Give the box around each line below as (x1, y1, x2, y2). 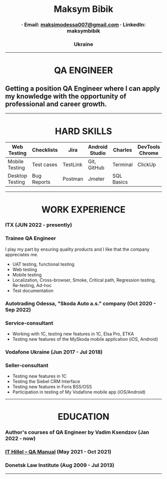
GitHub (87, 164, 104, 171)
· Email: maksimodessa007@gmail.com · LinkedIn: (21, 21, 146, 28)
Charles (113, 147, 132, 154)
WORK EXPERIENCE (41, 204, 126, 215)
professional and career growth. (5, 99, 107, 108)
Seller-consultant (5, 362, 49, 369)
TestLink (62, 161, 83, 168)
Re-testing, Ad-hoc (12, 282, 52, 288)
